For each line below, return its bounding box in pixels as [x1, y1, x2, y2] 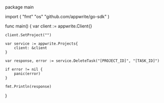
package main [5, 4, 34, 10]
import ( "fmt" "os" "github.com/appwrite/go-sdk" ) [5, 14, 110, 19]
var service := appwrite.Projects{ [5, 41, 78, 46]
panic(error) [14, 71, 41, 76]
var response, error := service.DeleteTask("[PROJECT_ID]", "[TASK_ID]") [5, 58, 160, 63]
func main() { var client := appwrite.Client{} [5, 23, 93, 29]
